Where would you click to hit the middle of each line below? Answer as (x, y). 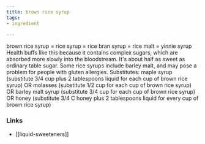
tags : (13, 18)
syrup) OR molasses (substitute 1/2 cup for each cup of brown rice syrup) (99, 85)
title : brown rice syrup (38, 12)
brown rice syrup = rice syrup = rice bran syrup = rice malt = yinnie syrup (99, 46)
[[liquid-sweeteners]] (42, 134)
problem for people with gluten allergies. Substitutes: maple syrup (89, 72)
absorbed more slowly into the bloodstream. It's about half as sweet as (96, 59)
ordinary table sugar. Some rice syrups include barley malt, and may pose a (102, 66)
